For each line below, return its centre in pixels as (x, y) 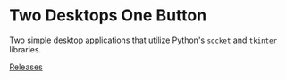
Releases (26, 67)
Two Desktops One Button (108, 16)
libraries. (25, 49)
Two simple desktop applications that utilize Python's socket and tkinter (143, 40)
